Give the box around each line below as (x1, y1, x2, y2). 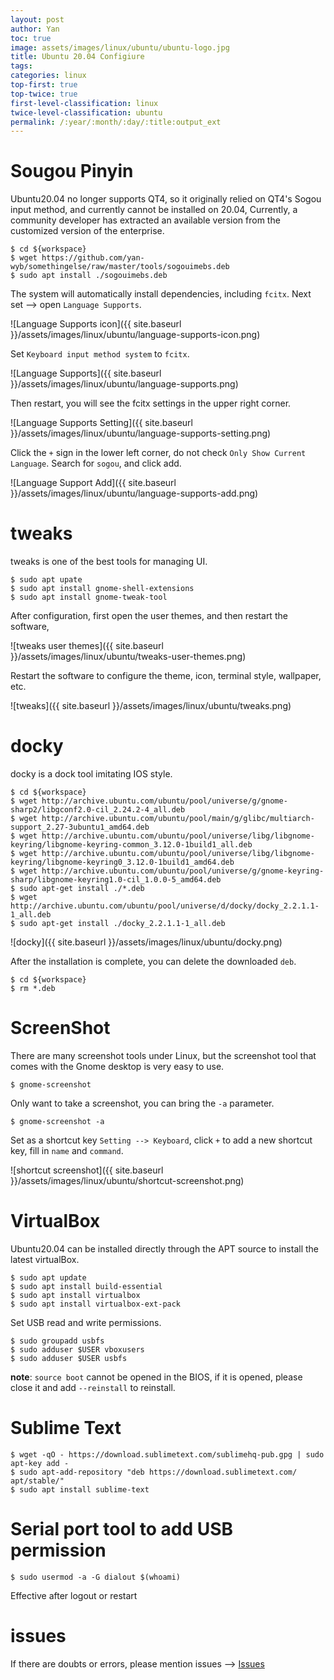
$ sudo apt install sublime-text (10, 1484, 150, 1495)
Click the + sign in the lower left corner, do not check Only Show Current (10, 447, 307, 459)
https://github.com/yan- (41, 253, 145, 263)
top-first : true (10, 80, 78, 90)
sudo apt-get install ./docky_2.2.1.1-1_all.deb (19, 919, 226, 929)
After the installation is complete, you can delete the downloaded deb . (10, 956, 297, 968)
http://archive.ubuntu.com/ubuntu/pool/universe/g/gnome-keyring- (41, 866, 325, 876)
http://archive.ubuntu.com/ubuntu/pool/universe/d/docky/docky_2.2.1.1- (10, 901, 320, 911)
